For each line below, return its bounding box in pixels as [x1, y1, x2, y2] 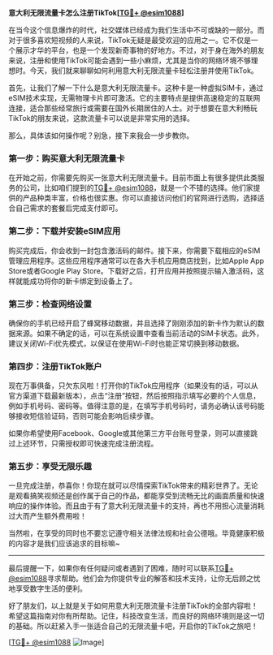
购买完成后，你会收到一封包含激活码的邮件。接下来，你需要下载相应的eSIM [8, 245, 261, 255]
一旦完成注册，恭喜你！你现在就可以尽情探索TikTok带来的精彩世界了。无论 [8, 480, 258, 490]
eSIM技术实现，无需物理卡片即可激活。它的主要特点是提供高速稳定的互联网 [8, 93, 261, 102]
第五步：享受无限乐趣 [8, 461, 92, 472]
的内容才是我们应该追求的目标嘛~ [8, 539, 120, 549]
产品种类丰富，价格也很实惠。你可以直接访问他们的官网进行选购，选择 [22, 193, 258, 203]
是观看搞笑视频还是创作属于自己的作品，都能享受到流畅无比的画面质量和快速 [8, 491, 265, 501]
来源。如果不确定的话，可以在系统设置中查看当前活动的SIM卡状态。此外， [15, 328, 264, 338]
